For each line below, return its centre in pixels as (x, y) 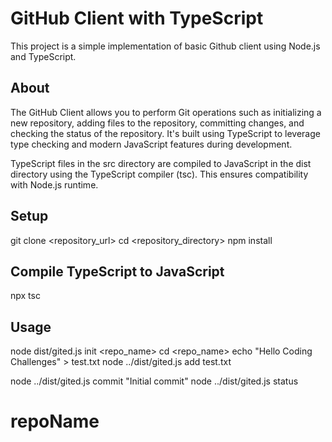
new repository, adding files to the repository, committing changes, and (157, 123)
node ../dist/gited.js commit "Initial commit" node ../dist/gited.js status (154, 381)
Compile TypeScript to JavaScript (117, 271)
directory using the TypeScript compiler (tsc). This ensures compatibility (159, 174)
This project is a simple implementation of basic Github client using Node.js (165, 46)
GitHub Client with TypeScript (137, 18)
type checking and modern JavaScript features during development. (151, 144)
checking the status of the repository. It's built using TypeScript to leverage (165, 133)
